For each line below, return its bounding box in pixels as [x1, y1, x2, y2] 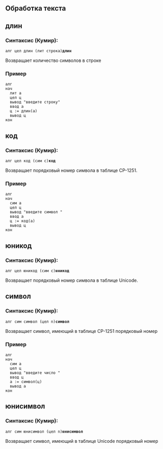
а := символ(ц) [10, 379, 42, 385]
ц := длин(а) [10, 108, 38, 114]
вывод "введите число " [10, 370, 60, 375]
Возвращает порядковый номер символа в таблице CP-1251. [5, 167, 138, 173]
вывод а [10, 384, 26, 389]
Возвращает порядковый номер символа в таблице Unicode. [5, 277, 139, 283]
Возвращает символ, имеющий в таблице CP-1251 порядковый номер [5, 328, 158, 334]
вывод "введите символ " [10, 210, 63, 215]
